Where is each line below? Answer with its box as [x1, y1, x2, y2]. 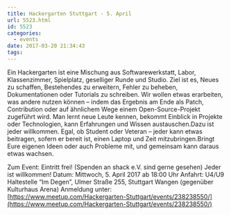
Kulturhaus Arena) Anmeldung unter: [7, 185, 112, 193]
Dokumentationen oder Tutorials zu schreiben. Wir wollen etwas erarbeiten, [7, 90, 223, 98]
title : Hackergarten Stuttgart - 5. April [7, 10, 132, 17]
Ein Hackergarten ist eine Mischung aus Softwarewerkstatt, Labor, [7, 67, 196, 77]
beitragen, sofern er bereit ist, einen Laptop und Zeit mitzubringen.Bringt [7, 134, 215, 143]
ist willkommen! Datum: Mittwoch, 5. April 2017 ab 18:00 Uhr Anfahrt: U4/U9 [7, 170, 225, 178]
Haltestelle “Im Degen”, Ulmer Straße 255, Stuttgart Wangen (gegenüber [7, 177, 214, 186]
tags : [7, 49, 23, 56]
